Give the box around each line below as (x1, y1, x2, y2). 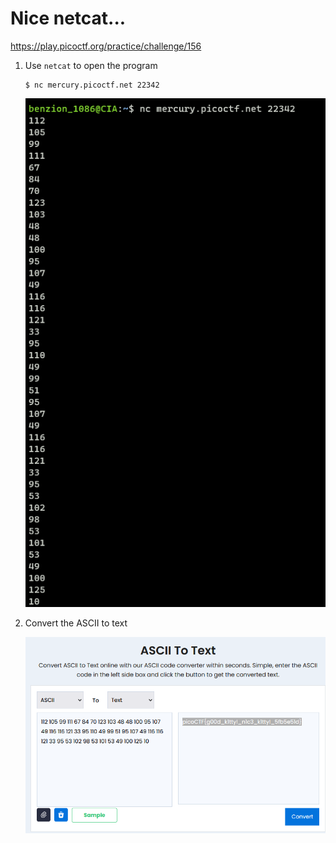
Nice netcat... (10, 7, 127, 30)
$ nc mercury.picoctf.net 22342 (24, 80, 160, 90)
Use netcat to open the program (24, 59, 158, 71)
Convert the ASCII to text (24, 617, 128, 629)
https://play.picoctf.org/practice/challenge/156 (10, 40, 202, 52)
